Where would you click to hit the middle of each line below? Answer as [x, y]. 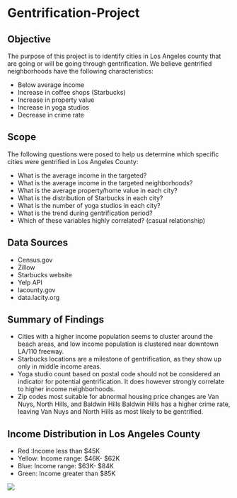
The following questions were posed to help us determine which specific [113, 154]
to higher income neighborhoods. [66, 389]
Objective [29, 39]
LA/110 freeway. [41, 352]
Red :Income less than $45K [59, 451]
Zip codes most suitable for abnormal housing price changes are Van [118, 397]
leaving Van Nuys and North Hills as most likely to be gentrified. [110, 412]
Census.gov [35, 260]
